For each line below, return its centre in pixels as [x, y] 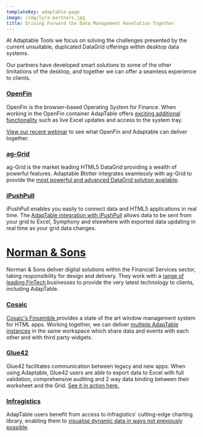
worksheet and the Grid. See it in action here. [63, 385]
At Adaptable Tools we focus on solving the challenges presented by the [97, 41]
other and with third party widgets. [49, 337]
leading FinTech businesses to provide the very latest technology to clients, [100, 282]
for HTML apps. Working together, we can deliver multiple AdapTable [92, 324]
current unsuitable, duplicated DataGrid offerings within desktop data [93, 47]
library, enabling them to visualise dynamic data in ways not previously [95, 421]
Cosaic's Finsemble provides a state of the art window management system [101, 318]
